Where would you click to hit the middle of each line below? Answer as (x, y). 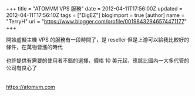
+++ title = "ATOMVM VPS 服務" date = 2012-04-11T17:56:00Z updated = (95, 8)
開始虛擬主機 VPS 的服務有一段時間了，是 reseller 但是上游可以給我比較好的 (98, 40)
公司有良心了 (21, 68)
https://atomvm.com (31, 87)
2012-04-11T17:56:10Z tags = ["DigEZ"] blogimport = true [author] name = (95, 15)
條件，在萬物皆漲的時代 (34, 47)
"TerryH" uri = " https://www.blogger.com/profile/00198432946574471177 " (96, 21)
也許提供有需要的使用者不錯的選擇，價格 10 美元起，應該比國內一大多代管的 (98, 61)
